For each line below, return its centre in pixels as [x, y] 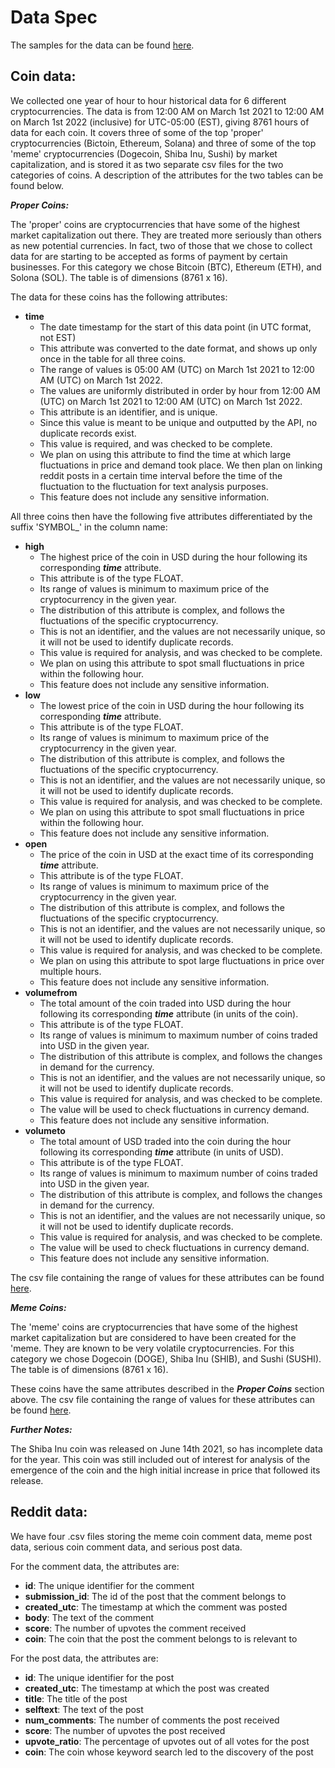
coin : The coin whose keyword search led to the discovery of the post [169, 1752]
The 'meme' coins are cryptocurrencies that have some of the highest [154, 1327]
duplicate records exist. [88, 433]
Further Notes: [41, 1429]
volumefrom [51, 992]
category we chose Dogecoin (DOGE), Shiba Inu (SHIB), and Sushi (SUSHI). [166, 1358]
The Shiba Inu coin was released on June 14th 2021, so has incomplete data [166, 1448]
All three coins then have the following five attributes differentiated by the [161, 516]
